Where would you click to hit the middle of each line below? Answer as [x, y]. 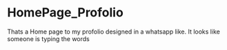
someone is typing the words [48, 38]
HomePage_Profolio [66, 13]
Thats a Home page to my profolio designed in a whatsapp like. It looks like [114, 32]
